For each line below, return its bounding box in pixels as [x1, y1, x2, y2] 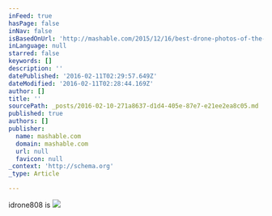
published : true [8, 110, 63, 118]
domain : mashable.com [15, 139, 89, 148]
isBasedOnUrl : [8, 34, 57, 43]
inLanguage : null [8, 42, 67, 50]
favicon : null [15, 155, 63, 163]
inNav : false [8, 27, 53, 35]
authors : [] [8, 117, 49, 125]
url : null [15, 147, 49, 155]
